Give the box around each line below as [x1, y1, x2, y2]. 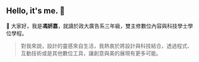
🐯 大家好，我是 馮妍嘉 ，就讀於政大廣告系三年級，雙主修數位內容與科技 [6, 22, 178, 30]
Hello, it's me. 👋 [6, 6, 65, 16]
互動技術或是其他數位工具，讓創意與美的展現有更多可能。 [20, 50, 162, 57]
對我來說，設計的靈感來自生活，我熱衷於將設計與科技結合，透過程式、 [20, 42, 193, 49]
